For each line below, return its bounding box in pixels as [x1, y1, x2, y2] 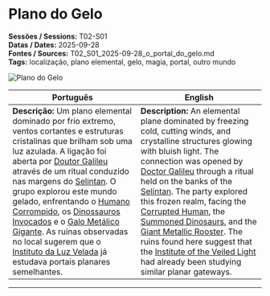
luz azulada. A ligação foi [12, 146, 107, 157]
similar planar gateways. [140, 266, 232, 277]
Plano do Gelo [8, 5, 103, 23]
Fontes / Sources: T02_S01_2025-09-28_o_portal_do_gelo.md [8, 48, 215, 58]
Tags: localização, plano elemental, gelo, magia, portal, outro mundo [8, 57, 236, 67]
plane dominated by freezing [140, 115, 249, 126]
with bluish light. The [140, 146, 219, 157]
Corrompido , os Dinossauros [12, 206, 121, 217]
